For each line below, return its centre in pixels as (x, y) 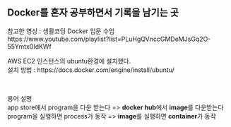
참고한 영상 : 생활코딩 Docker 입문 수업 (61, 31)
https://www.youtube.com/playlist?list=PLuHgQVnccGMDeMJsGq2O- (109, 39)
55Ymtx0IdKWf (29, 46)
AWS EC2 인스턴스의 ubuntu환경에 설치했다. (69, 61)
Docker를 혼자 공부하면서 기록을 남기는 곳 (93, 13)
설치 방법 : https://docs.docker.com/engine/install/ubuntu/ (91, 70)
